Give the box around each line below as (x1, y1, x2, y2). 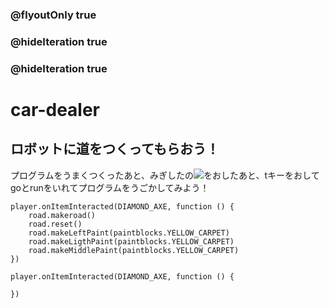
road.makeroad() (28, 210, 97, 220)
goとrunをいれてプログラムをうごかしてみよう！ (10, 181, 210, 193)
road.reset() (28, 219, 83, 229)
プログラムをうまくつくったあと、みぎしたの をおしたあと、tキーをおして (10, 169, 320, 181)
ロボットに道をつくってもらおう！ (10, 141, 220, 158)
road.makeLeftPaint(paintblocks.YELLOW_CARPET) (28, 228, 230, 238)
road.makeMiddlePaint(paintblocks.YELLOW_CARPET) (28, 245, 240, 255)
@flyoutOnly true (10, 8, 97, 22)
